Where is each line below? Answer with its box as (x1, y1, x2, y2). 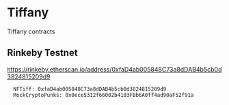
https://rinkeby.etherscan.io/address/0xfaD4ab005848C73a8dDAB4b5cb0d (7, 65, 222, 73)
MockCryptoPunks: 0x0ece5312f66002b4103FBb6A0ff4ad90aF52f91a (13, 91, 194, 98)
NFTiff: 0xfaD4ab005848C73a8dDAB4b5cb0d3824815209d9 (13, 85, 167, 93)
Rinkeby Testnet (7, 47, 78, 59)
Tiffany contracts (7, 27, 55, 35)
